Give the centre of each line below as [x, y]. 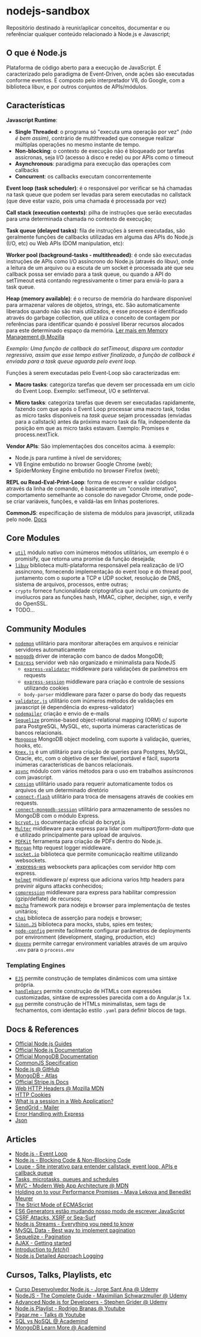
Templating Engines [36, 966]
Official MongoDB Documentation [56, 1056]
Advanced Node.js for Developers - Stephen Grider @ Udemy [91, 1302]
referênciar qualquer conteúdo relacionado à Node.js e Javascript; [88, 34]
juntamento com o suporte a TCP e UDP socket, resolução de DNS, [98, 578]
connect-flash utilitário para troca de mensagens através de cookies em [104, 797]
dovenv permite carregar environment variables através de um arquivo [101, 943]
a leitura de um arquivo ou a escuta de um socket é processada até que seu [100, 267]
